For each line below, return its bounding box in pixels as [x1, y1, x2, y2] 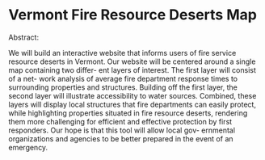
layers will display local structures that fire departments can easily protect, [8, 99, 257, 109]
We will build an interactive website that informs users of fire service [8, 48, 237, 57]
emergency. [8, 142, 48, 152]
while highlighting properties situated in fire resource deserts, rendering [8, 107, 248, 118]
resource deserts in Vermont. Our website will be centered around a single [8, 57, 256, 66]
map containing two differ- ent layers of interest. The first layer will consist [8, 65, 257, 74]
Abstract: [8, 32, 39, 42]
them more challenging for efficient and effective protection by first [8, 116, 233, 126]
